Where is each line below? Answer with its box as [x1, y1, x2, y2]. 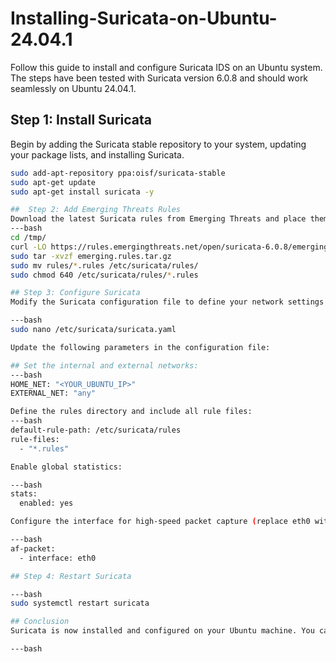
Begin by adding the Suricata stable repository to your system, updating [10, 138, 307, 150]
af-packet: [10, 543, 56, 554]
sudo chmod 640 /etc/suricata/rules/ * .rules [10, 270, 199, 280]
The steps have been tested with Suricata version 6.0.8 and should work [10, 72, 309, 84]
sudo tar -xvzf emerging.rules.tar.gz [10, 251, 172, 261]
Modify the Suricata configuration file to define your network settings [10, 297, 325, 307]
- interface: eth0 [19, 553, 97, 563]
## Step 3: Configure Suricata [10, 288, 141, 298]
